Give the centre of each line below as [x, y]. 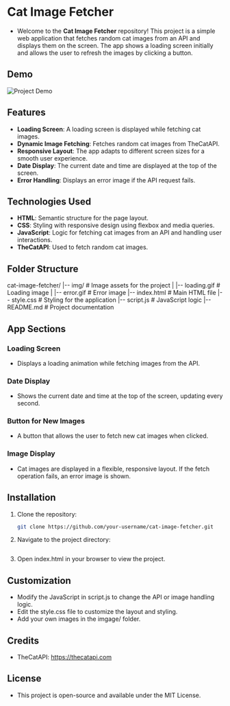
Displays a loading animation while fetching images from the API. [108, 363]
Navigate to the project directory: [64, 540]
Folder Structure [43, 269]
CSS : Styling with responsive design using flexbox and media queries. [116, 225]
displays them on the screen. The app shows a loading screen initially [115, 45]
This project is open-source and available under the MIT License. [109, 695]
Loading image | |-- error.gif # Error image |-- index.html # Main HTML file [112, 293]
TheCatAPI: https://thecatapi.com [64, 657]
